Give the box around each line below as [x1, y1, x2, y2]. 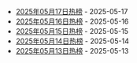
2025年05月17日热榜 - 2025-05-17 [15, 7, 128, 16]
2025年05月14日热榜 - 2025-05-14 [15, 36, 130, 46]
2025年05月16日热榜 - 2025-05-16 [15, 17, 129, 26]
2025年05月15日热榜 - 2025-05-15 [15, 27, 128, 35]
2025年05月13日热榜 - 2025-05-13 [15, 46, 129, 55]
